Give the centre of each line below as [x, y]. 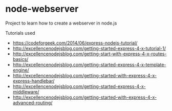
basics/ [20, 59]
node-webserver [42, 9]
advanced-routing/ [33, 102]
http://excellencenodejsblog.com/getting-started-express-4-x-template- [89, 64]
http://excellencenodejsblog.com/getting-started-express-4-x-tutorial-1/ [89, 48]
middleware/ [26, 92]
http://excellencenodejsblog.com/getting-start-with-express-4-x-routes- [90, 54]
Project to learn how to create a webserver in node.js [61, 23]
